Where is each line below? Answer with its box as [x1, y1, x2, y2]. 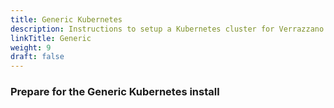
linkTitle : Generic [10, 33, 92, 43]
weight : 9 [10, 42, 52, 53]
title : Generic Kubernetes [10, 14, 123, 25]
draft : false [10, 52, 65, 62]
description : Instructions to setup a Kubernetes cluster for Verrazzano [10, 24, 325, 34]
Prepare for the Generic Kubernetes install [10, 85, 220, 99]
